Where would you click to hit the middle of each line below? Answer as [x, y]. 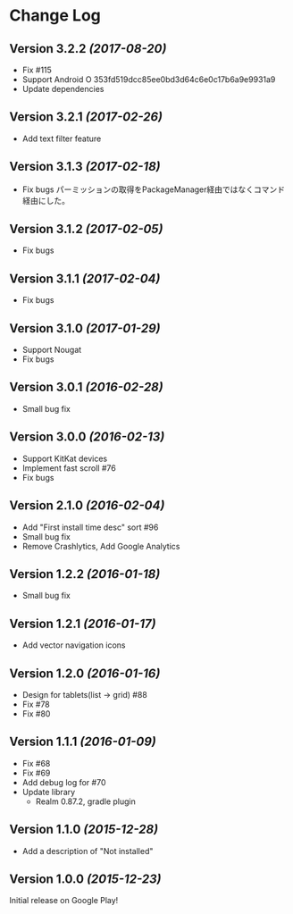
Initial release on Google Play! [64, 901]
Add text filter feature [62, 138]
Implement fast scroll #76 [69, 468]
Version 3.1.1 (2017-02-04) [85, 278]
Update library [49, 792]
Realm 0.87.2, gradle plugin [85, 801]
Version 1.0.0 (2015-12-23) [85, 879]
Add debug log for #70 [64, 782]
